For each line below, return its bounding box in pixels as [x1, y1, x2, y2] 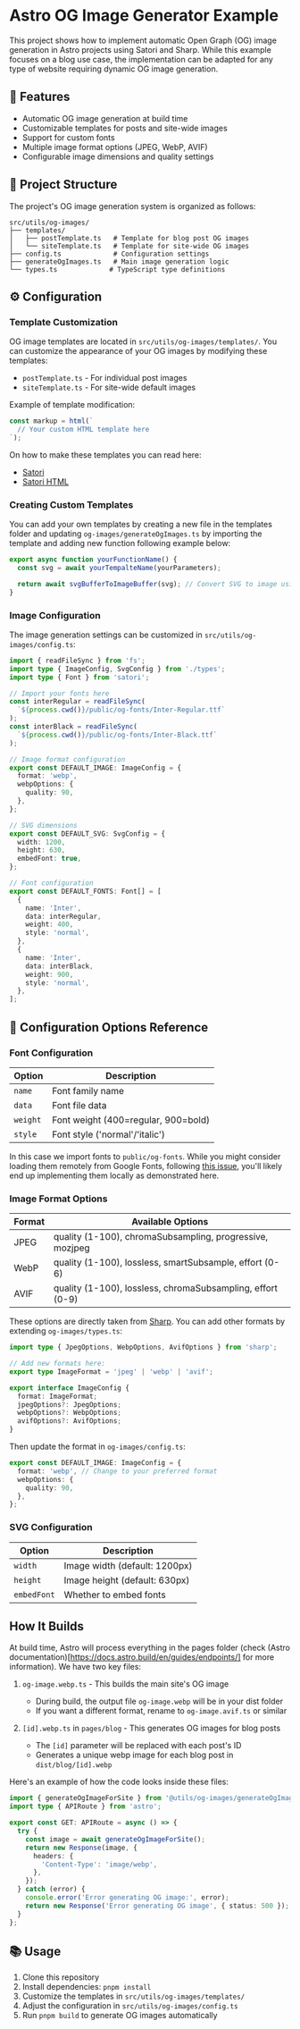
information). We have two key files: [9, 1662, 141, 1672]
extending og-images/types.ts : [9, 1326, 123, 1336]
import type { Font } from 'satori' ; [9, 672, 150, 682]
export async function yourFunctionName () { [9, 555, 178, 564]
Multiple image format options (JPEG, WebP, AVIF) [21, 141, 208, 152]
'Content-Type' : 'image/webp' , [41, 1860, 158, 1869]
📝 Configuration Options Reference [9, 1020, 209, 1035]
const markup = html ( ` [9, 417, 94, 425]
